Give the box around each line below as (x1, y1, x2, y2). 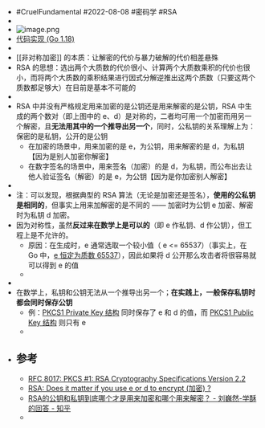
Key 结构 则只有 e (27, 318, 87, 327)
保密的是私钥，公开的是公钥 (15, 132, 108, 141)
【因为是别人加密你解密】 (27, 152, 113, 161)
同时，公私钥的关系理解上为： (156, 121, 255, 131)
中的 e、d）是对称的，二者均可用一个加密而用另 (86, 112, 245, 120)
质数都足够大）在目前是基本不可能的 (15, 83, 137, 92)
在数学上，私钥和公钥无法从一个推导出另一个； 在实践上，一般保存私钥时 (15, 287, 255, 297)
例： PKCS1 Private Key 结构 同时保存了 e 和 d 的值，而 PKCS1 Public (27, 308, 255, 317)
